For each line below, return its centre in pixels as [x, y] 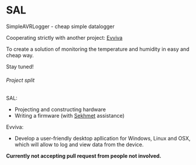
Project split [20, 80]
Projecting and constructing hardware [60, 109]
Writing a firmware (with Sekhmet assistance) [69, 116]
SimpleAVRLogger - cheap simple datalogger [61, 26]
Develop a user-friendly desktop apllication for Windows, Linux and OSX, [102, 139]
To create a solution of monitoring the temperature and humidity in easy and [98, 49]
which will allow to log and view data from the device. [79, 145]
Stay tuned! [20, 66]
